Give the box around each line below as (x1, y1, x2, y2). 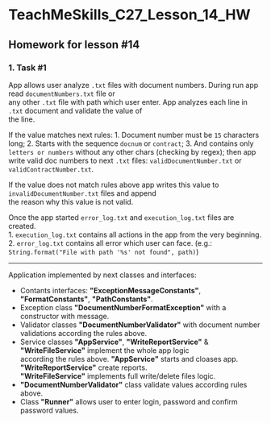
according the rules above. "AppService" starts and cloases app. (19, 354, 239, 363)
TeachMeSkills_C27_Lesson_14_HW (8, 6, 252, 24)
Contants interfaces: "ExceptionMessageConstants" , (19, 285, 202, 295)
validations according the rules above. (19, 328, 148, 338)
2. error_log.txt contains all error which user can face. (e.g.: (8, 238, 212, 247)
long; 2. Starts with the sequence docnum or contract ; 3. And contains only (8, 139, 254, 148)
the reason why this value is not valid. (8, 197, 134, 206)
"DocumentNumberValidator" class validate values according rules (19, 379, 248, 389)
